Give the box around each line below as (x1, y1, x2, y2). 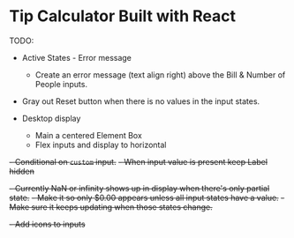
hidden (9, 166, 35, 176)
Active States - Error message (21, 52, 132, 63)
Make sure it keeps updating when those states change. (9, 201, 214, 212)
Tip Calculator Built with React (9, 6, 237, 26)
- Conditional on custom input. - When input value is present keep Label (9, 156, 268, 167)
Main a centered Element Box (34, 130, 143, 140)
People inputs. (34, 78, 88, 89)
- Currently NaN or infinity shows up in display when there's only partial (9, 182, 270, 193)
